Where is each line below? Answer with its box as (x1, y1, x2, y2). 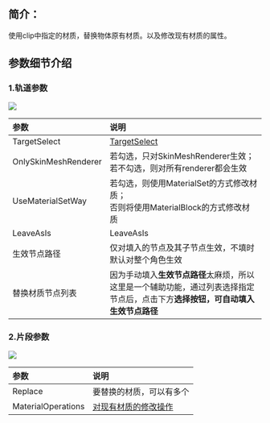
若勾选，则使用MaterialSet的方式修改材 (109, 177, 258, 189)
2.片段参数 (8, 331, 50, 342)
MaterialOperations (12, 400, 85, 412)
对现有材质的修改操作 (92, 401, 174, 413)
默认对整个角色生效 (109, 254, 182, 265)
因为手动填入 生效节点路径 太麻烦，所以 (109, 269, 255, 280)
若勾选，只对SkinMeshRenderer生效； (109, 150, 255, 161)
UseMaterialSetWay (12, 195, 87, 206)
